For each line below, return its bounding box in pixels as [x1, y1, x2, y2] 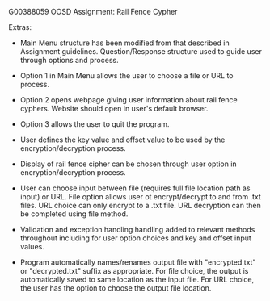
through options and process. [19, 56, 119, 65]
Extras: [8, 23, 32, 31]
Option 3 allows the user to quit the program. [19, 119, 170, 128]
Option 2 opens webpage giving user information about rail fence [19, 95, 238, 104]
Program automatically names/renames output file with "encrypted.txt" [19, 257, 256, 267]
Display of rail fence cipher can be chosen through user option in [19, 159, 237, 169]
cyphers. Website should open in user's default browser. [19, 104, 209, 113]
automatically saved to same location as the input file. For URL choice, [19, 274, 255, 284]
